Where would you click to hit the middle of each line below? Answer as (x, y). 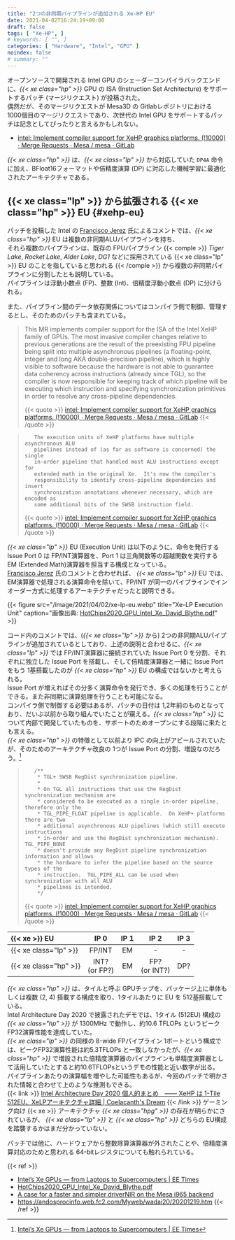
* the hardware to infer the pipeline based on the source (125, 863)
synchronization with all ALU (69, 881)
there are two (45, 820)
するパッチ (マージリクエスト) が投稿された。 (78, 97)
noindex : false (29, 53)
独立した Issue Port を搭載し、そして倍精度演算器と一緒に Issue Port (124, 661)
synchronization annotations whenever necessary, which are (123, 492)
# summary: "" (28, 59)
